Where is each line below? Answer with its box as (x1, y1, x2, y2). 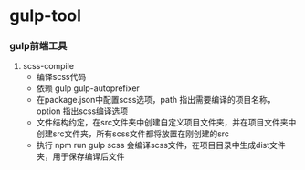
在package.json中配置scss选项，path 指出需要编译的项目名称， (36, 95, 276, 105)
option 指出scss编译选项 (36, 105, 129, 116)
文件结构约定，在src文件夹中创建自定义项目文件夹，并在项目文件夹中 (36, 117, 297, 128)
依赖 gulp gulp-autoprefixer (36, 83, 140, 94)
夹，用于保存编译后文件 (36, 151, 125, 162)
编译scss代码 (36, 72, 87, 83)
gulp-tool (9, 5, 82, 26)
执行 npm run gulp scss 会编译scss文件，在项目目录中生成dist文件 (36, 140, 286, 151)
